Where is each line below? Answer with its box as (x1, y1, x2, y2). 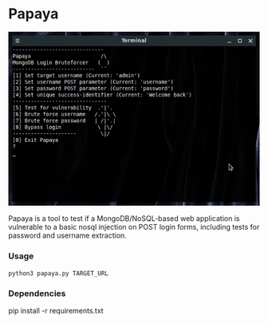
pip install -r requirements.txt (8, 306, 104, 316)
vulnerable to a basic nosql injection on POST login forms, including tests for (8, 222, 260, 231)
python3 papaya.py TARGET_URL (8, 269, 109, 278)
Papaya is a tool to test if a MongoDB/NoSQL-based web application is (8, 213, 240, 223)
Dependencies (8, 288, 66, 299)
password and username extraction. (8, 230, 128, 240)
